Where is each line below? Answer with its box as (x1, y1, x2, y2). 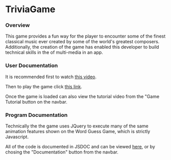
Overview (5, 22, 30, 29)
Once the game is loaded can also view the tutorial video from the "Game (5, 93, 160, 100)
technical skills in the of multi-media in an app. (5, 49, 103, 55)
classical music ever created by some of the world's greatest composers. (5, 39, 160, 45)
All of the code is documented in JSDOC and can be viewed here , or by (5, 144, 156, 150)
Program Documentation (5, 111, 68, 118)
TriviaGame (5, 4, 56, 15)
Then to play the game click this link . (5, 83, 83, 89)
